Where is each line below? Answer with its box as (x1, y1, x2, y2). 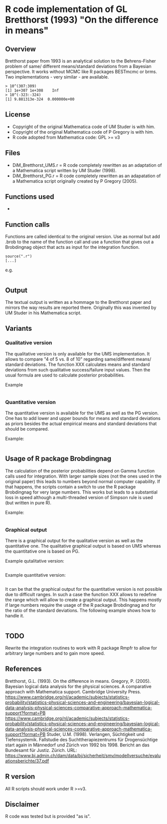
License (5, 110, 30, 119)
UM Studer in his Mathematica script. (5, 310, 82, 316)
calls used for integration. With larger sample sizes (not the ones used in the (5, 473, 162, 479)
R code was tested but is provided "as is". (5, 813, 91, 819)
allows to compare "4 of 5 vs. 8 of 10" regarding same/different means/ (5, 356, 152, 362)
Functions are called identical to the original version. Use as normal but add (5, 234, 161, 240)
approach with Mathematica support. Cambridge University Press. (5, 688, 141, 694)
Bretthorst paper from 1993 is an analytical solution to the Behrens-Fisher (5, 58, 156, 64)
